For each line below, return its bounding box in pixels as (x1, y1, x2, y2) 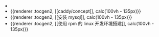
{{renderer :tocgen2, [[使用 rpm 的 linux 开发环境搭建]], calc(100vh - (10, 21, 154, 26)
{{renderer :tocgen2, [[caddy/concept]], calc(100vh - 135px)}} (10, 8, 142, 14)
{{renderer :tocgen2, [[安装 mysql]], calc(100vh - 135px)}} (10, 14, 132, 20)
